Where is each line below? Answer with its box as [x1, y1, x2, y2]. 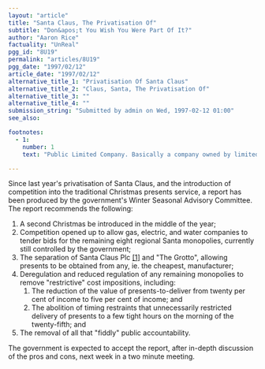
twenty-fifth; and [31, 320, 87, 330]
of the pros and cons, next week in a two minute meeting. [8, 352, 196, 361]
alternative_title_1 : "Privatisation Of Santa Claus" [8, 77, 189, 85]
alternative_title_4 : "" [8, 99, 90, 107]
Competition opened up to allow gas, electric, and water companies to [19, 228, 248, 237]
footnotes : [8, 129, 44, 136]
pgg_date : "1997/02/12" [8, 63, 87, 71]
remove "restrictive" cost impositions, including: [19, 278, 176, 288]
